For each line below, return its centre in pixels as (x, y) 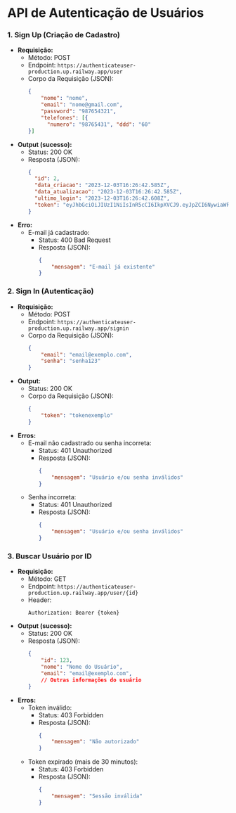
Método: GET (47, 579)
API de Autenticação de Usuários (106, 13)
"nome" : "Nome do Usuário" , (82, 667)
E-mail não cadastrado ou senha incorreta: (90, 443)
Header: (40, 600)
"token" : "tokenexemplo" (77, 416)
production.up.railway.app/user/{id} (83, 593)
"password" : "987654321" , (79, 111)
